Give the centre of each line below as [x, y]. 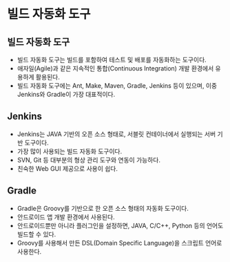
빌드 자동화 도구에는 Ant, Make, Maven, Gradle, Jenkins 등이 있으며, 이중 [117, 86]
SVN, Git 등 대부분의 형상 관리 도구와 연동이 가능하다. [88, 160]
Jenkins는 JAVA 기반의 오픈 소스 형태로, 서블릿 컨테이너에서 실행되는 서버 [116, 134]
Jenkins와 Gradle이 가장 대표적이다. [66, 94]
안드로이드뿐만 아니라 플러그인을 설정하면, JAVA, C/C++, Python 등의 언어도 [120, 225]
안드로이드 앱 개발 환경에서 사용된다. [66, 217]
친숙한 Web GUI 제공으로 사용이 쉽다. [67, 168]
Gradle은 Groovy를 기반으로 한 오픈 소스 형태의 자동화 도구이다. [103, 208]
